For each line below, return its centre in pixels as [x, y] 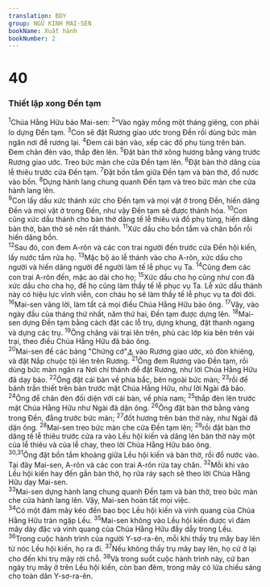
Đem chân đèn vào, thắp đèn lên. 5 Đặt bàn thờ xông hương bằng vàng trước [134, 152]
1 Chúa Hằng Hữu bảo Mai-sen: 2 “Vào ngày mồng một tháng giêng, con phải [134, 122]
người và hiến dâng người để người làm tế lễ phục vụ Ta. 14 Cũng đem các [130, 266]
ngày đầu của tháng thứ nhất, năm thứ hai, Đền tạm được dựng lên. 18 [124, 313]
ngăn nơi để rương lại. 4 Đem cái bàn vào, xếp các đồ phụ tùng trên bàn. [127, 142]
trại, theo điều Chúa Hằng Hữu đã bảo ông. [80, 341]
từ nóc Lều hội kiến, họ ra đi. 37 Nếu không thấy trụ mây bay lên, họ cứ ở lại [132, 548]
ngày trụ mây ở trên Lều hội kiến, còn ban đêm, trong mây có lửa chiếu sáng [135, 567]
